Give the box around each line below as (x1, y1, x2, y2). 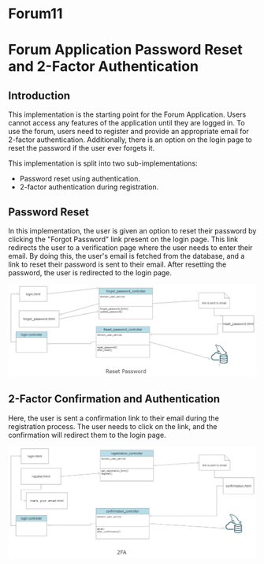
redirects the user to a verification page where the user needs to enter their (8, 243, 253, 252)
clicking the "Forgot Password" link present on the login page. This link (8, 234, 239, 244)
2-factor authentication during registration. (19, 182, 159, 192)
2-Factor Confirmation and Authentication (8, 392, 221, 406)
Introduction (8, 88, 71, 103)
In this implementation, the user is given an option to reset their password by (8, 226, 257, 235)
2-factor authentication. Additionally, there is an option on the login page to (8, 135, 252, 144)
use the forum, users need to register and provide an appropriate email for (8, 127, 250, 136)
